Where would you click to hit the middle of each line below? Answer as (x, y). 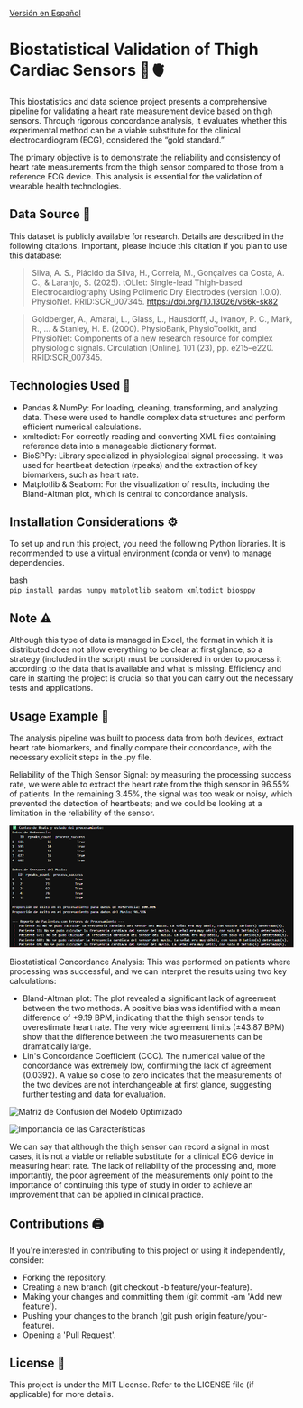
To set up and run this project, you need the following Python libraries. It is (147, 544)
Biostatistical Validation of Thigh (134, 50)
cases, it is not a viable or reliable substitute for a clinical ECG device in (142, 1156)
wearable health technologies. (65, 186)
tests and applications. (51, 688)
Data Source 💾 (50, 214)
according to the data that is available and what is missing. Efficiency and (146, 669)
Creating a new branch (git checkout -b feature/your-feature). (137, 1287)
